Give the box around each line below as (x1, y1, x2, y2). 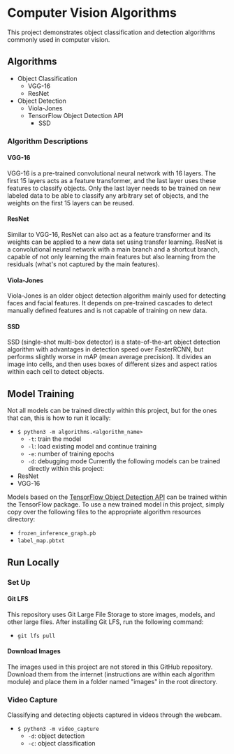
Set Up (7, 577, 31, 587)
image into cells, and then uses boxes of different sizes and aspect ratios (7, 360, 218, 368)
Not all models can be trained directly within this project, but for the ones (7, 407, 217, 415)
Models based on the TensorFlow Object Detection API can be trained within (7, 493, 227, 501)
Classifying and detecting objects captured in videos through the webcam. (7, 711, 222, 719)
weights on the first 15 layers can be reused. (7, 198, 135, 207)
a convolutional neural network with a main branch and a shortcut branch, (7, 245, 220, 254)
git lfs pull (17, 632, 56, 639)
